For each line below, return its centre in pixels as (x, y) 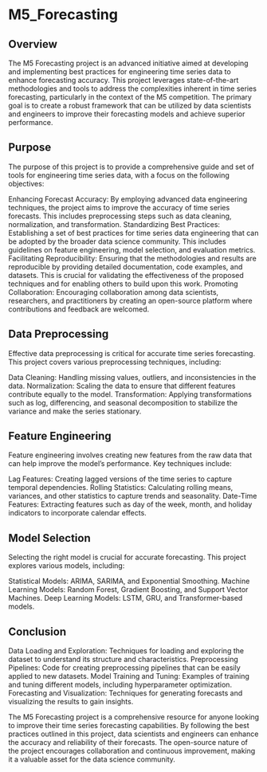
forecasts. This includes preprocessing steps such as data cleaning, (120, 216)
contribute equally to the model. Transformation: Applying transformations (130, 394)
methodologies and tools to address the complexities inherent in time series (133, 88)
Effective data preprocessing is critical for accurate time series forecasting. (132, 353)
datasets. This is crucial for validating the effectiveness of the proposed (126, 275)
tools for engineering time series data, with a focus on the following (119, 175)
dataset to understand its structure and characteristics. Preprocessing (124, 660)
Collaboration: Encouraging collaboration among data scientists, (114, 292)
